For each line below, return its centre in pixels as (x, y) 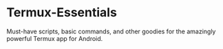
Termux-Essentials (62, 13)
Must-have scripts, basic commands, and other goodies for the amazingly (111, 31)
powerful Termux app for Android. (55, 38)
